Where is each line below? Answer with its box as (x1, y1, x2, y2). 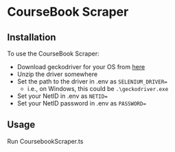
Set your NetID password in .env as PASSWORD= (16, 99, 146, 107)
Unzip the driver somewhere (16, 70, 98, 78)
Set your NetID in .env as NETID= (16, 92, 108, 100)
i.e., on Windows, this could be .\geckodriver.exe (27, 85, 169, 92)
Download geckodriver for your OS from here (16, 63, 145, 71)
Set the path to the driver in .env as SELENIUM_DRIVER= (16, 77, 168, 86)
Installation (7, 31, 56, 43)
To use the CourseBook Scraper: (7, 49, 100, 58)
